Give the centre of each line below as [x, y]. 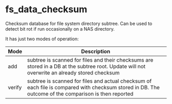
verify [15, 87]
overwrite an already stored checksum [73, 72]
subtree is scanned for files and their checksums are [90, 60]
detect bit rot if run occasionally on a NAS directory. [60, 29]
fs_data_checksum [46, 9]
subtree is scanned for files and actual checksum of [90, 81]
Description [96, 51]
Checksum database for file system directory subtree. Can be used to [79, 23]
